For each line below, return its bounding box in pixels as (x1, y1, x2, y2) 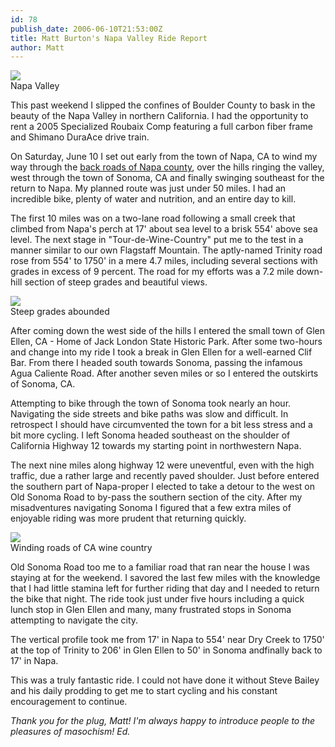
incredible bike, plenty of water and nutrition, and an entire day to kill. (10, 193, 297, 205)
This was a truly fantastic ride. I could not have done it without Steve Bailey (10, 674, 320, 686)
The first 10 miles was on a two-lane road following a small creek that (10, 212, 296, 225)
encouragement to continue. (10, 696, 128, 708)
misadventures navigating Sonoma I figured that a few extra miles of (10, 502, 292, 514)
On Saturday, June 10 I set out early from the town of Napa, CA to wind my (10, 151, 318, 163)
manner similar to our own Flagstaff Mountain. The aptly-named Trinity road (10, 244, 323, 256)
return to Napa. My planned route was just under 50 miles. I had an (10, 182, 287, 195)
